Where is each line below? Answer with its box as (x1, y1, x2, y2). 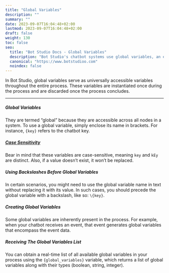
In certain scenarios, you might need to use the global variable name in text (5, 182, 161, 188)
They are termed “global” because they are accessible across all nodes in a (5, 117, 162, 123)
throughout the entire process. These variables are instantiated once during (5, 83, 162, 89)
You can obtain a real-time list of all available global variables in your (5, 251, 147, 257)
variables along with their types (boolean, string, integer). (5, 262, 124, 268)
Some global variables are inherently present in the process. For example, (5, 217, 158, 222)
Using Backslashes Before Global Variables (5, 169, 99, 175)
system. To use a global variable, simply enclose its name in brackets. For (5, 122, 158, 128)
